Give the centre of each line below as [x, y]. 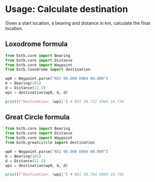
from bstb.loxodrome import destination [48, 69]
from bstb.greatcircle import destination [50, 143]
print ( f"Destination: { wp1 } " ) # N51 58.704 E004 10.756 [64, 174]
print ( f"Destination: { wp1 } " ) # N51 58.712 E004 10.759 [64, 101]
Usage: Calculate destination [67, 9]
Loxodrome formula [36, 44]
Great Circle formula [37, 117]
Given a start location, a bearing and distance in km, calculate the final [77, 23]
